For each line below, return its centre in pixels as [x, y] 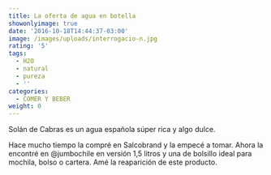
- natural [32, 69]
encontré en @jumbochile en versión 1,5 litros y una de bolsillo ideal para [130, 154]
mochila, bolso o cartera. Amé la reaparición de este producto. [113, 162]
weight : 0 [25, 106]
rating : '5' [28, 46]
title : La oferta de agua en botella [72, 16]
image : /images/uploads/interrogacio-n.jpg [83, 38]
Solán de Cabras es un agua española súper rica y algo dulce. [112, 130]
